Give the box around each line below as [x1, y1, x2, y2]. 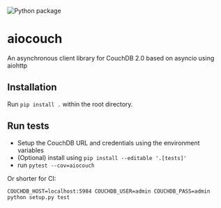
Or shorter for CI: [7, 174, 56, 182]
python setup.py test [7, 193, 70, 201]
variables [17, 146, 44, 154]
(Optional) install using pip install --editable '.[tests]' [17, 153, 187, 161]
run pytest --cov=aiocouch [17, 161, 95, 169]
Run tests [7, 120, 49, 132]
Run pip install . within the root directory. [7, 99, 133, 108]
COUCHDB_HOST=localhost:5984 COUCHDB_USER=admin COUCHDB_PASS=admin [7, 188, 211, 195]
